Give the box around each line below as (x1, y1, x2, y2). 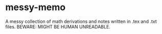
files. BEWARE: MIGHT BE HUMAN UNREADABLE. (5, 23, 111, 29)
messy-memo (5, 2, 66, 13)
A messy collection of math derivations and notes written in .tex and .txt (5, 18, 157, 24)
